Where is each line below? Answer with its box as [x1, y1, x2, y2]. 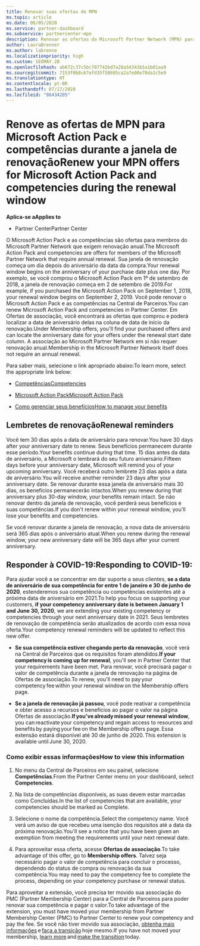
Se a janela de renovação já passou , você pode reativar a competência [14, 700, 190, 707]
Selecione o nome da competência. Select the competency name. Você [14, 815, 189, 822]
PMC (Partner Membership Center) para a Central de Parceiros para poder [6, 895, 189, 902]
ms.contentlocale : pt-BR [6, 81, 68, 87]
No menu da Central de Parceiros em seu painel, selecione [14, 767, 159, 774]
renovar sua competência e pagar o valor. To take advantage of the [6, 901, 170, 908]
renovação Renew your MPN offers [6, 156, 180, 169]
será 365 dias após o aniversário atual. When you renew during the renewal [6, 530, 190, 537]
